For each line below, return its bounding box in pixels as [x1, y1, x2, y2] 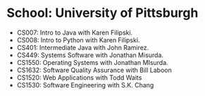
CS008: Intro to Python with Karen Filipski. [16, 35, 140, 44]
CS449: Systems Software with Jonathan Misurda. [16, 51, 163, 59]
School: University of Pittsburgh [6, 5, 199, 21]
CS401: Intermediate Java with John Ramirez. [16, 43, 149, 52]
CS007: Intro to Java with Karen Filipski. [16, 28, 133, 37]
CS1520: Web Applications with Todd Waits [16, 73, 142, 82]
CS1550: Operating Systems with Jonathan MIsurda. [16, 58, 168, 66]
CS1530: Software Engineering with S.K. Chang [16, 80, 154, 89]
